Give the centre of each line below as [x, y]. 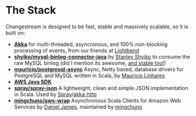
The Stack [31, 10]
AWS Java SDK [33, 82]
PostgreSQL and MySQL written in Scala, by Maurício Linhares [89, 75]
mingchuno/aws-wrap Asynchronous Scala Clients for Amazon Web [97, 100]
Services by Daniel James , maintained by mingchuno [78, 107]
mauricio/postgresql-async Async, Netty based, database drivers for [99, 69]
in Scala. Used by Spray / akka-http [55, 94]
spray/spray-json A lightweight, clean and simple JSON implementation [101, 88]
